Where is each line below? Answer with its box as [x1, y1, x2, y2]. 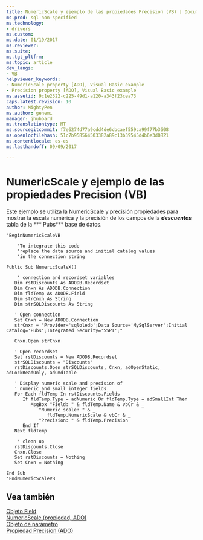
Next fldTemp [14, 428, 47, 434]
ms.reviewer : [6, 43, 39, 49]
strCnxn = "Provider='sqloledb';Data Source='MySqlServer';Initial [14, 322, 188, 328]
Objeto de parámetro [6, 521, 59, 528]
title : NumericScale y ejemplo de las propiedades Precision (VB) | [6, 8, 182, 15]
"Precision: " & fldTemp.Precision [38, 417, 129, 423]
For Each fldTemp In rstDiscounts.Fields [14, 391, 120, 397]
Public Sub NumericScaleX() [6, 264, 77, 270]
